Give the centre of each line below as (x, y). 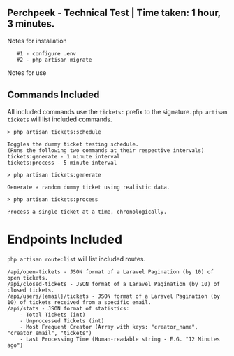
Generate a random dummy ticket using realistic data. (89, 187)
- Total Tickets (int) (53, 315)
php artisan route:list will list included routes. (76, 259)
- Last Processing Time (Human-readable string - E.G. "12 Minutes (120, 339)
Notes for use (27, 73)
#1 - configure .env (46, 53)
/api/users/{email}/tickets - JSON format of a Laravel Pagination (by (114, 296)
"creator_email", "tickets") (50, 333)
